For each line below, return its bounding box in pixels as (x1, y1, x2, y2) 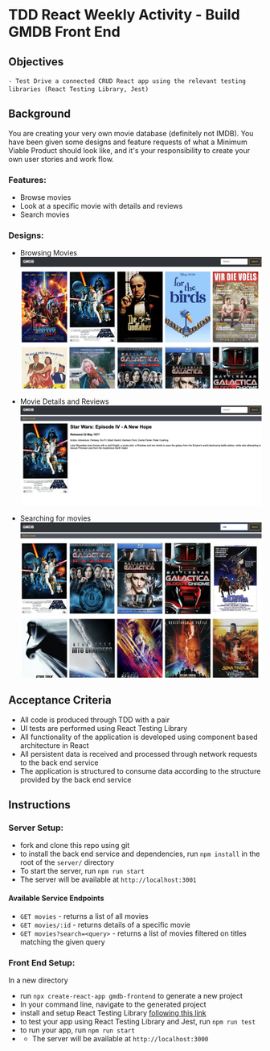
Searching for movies (19, 513, 92, 523)
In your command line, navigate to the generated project (19, 999, 207, 1009)
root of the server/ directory (19, 858, 115, 867)
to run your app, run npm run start (19, 1025, 135, 1035)
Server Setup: (8, 822, 64, 833)
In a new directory (8, 975, 68, 985)
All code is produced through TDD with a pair (19, 715, 170, 725)
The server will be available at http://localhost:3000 (31, 1033, 209, 1043)
